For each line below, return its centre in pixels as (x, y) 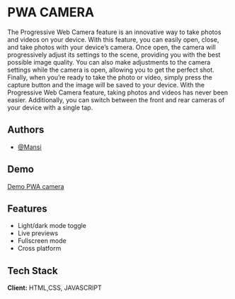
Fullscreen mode (42, 241)
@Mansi (29, 147)
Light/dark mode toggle (52, 226)
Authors (26, 130)
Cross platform (39, 249)
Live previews (38, 233)
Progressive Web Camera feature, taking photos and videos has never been (118, 92)
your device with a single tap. (50, 107)
